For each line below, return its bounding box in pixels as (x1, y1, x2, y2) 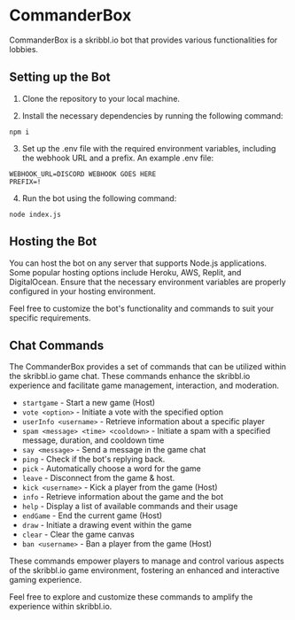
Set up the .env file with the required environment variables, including (21, 143, 276, 153)
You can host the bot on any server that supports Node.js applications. (9, 258, 268, 268)
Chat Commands (9, 337, 105, 353)
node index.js (9, 210, 62, 219)
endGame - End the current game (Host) (21, 510, 162, 521)
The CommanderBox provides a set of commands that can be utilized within (9, 361, 286, 372)
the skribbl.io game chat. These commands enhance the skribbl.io (9, 371, 251, 382)
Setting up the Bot (9, 70, 111, 85)
